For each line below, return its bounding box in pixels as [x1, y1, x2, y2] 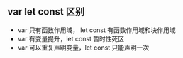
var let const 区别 [7, 6, 85, 18]
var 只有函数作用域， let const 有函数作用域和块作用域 [17, 26, 176, 34]
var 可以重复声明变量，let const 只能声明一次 [17, 43, 150, 52]
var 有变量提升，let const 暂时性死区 [17, 34, 125, 43]
